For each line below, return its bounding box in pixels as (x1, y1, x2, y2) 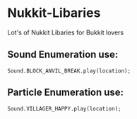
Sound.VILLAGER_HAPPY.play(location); (7, 105, 121, 112)
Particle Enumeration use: (7, 87, 124, 99)
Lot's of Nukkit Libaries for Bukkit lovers (7, 28, 124, 37)
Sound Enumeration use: (7, 49, 119, 61)
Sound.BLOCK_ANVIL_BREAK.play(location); (7, 67, 131, 75)
